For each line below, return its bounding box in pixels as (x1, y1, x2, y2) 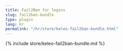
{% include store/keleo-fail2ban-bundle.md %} (5, 40, 106, 46)
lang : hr (5, 21, 24, 27)
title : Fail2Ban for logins (5, 7, 66, 13)
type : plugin (5, 17, 33, 22)
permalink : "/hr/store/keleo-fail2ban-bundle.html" (5, 27, 118, 32)
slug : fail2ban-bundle (5, 12, 54, 17)
